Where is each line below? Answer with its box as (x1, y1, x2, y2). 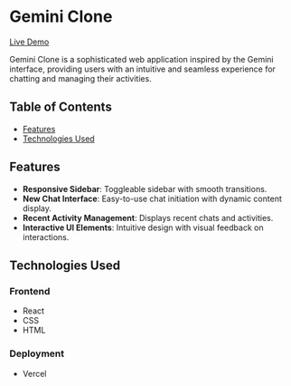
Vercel (22, 368, 47, 379)
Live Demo (9, 36, 50, 47)
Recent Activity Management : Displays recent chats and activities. (22, 212, 274, 223)
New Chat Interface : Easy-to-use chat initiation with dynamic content (22, 193, 282, 204)
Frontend (9, 285, 51, 297)
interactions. (22, 231, 70, 242)
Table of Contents (9, 100, 113, 115)
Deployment (9, 347, 65, 360)
